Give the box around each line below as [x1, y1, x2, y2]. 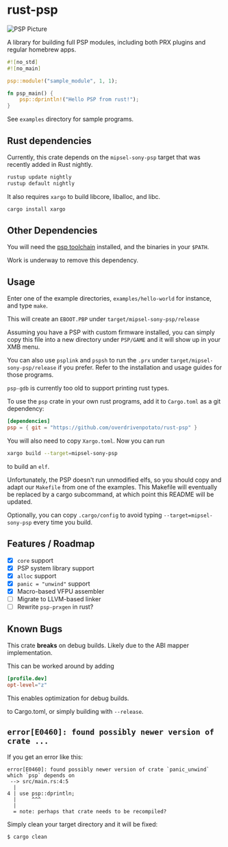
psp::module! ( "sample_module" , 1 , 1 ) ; [7, 78, 118, 84]
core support [16, 556, 53, 564]
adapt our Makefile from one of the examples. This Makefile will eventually [7, 483, 218, 491]
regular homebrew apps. [7, 45, 77, 54]
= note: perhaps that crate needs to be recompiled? [13, 808, 167, 815]
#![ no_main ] [7, 65, 41, 72]
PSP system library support [16, 564, 94, 572]
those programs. [7, 371, 54, 379]
